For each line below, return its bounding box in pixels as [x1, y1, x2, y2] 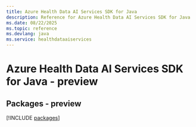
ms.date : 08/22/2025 [6, 20, 58, 26]
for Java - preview [6, 75, 98, 88]
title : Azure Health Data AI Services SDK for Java [6, 8, 137, 15]
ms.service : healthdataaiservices [6, 36, 92, 42]
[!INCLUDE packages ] [6, 114, 60, 121]
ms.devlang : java [6, 31, 49, 37]
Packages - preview [6, 98, 82, 109]
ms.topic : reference [6, 25, 58, 32]
